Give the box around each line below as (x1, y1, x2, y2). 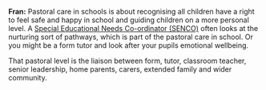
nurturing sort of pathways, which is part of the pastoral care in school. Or (8, 32, 254, 41)
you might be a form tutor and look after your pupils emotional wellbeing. (8, 41, 249, 50)
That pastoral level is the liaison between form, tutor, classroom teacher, (8, 56, 247, 65)
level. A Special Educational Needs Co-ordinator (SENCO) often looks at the (8, 24, 259, 33)
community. (8, 73, 47, 82)
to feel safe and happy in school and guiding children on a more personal (8, 15, 250, 25)
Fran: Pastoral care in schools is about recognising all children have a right (8, 7, 255, 16)
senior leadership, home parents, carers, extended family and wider (8, 65, 232, 74)
